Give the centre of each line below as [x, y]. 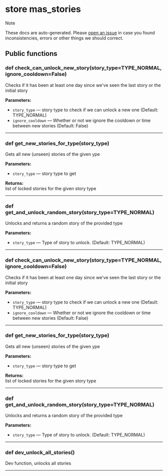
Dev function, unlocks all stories [38, 464]
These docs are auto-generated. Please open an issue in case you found [80, 32]
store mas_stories [43, 9]
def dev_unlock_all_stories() [40, 453]
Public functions [31, 54]
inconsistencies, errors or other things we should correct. [64, 38]
